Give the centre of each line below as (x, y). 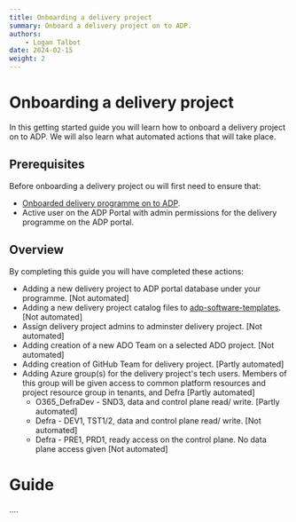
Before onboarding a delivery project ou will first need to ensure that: (135, 186)
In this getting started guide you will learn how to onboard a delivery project (148, 127)
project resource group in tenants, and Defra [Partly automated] (138, 392)
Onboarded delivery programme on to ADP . (101, 203)
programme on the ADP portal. (78, 222)
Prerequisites (47, 165)
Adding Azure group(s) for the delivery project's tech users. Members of (154, 373)
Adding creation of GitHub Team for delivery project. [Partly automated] (153, 364)
